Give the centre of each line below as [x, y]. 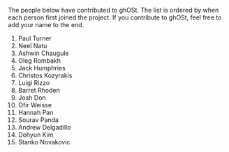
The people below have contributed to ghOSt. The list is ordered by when [113, 10]
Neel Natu [32, 46]
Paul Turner [35, 38]
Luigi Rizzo [34, 83]
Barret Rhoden [39, 90]
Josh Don [32, 98]
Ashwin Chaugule [43, 53]
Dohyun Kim [36, 135]
